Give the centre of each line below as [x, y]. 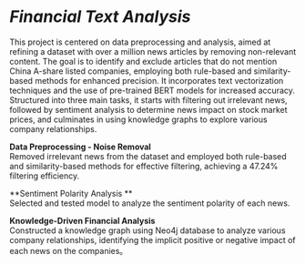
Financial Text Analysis [100, 17]
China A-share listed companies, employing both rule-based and [131, 71]
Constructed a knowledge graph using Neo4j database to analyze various [147, 230]
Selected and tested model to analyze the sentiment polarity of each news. [150, 203]
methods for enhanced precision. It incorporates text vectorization [159, 80]
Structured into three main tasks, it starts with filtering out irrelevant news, [149, 100]
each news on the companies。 [69, 250]
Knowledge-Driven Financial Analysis [82, 220]
